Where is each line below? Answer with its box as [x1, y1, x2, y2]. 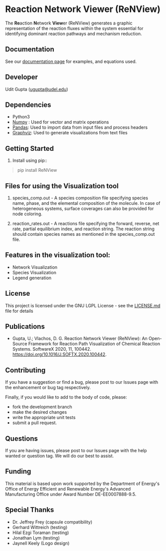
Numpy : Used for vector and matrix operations [12, 119, 109, 125]
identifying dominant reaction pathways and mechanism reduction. [5, 30, 142, 36]
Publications [5, 322, 45, 331]
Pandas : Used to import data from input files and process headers [12, 124, 148, 130]
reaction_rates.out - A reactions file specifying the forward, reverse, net [12, 221, 160, 226]
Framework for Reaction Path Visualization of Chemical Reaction [28, 341, 161, 347]
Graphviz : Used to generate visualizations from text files [12, 130, 128, 136]
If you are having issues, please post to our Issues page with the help [5, 448, 147, 454]
